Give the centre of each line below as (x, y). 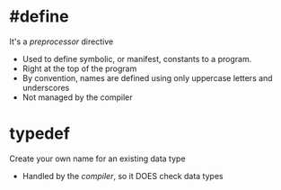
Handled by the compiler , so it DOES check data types (123, 176)
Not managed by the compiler (77, 97)
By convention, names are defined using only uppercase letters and (147, 77)
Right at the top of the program (79, 68)
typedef (40, 134)
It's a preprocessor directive (61, 41)
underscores (46, 87)
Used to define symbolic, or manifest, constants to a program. (137, 59)
